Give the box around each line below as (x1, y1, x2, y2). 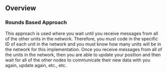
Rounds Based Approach (5, 19, 67, 26)
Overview (5, 4, 37, 12)
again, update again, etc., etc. (5, 62, 67, 68)
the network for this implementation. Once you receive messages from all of (5, 46, 162, 52)
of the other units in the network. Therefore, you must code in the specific (5, 35, 158, 41)
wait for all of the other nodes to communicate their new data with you (5, 57, 150, 63)
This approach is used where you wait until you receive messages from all (5, 30, 158, 36)
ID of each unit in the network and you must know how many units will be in (5, 41, 161, 47)
